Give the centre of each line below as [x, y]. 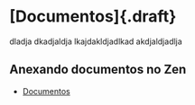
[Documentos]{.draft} [93, 17]
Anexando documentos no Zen [98, 70]
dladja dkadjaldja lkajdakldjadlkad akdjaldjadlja [96, 41]
